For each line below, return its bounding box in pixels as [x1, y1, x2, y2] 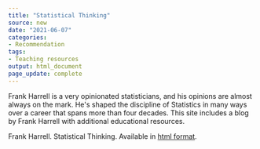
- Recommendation [8, 41, 65, 49]
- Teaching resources [8, 56, 79, 64]
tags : [8, 48, 26, 56]
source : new [8, 19, 47, 27]
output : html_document [8, 63, 82, 71]
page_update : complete [8, 70, 82, 78]
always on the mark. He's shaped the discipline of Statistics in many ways [8, 100, 247, 109]
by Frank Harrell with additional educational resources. [8, 116, 185, 125]
